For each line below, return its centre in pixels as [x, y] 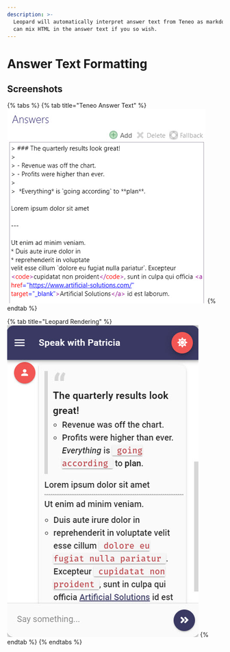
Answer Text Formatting [77, 63]
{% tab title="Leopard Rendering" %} [60, 322]
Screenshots [35, 89]
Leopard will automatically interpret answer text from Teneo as [108, 22]
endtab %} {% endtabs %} [44, 642]
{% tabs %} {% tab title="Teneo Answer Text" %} [77, 106]
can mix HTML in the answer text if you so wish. [85, 29]
